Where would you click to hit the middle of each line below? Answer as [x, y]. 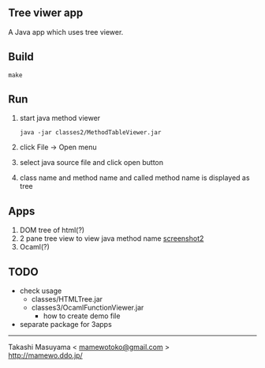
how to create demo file [82, 316]
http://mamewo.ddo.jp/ [45, 355]
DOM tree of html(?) [52, 230]
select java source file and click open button [91, 163]
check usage [41, 291]
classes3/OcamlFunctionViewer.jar [88, 308]
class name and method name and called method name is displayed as [134, 178]
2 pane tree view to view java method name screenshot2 [112, 238]
